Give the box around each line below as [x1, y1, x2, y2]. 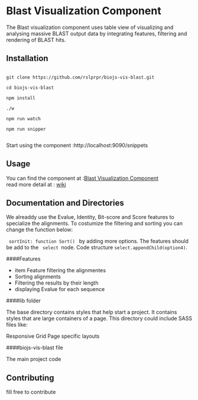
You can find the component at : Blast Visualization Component [6, 175, 158, 182]
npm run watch [6, 115, 41, 122]
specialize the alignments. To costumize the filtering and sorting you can [6, 220, 183, 227]
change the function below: [6, 226, 73, 233]
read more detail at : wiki [6, 180, 66, 188]
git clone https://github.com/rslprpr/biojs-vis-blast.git [6, 74, 155, 80]
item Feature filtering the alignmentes [14, 267, 106, 274]
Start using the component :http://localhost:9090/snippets [6, 141, 148, 149]
